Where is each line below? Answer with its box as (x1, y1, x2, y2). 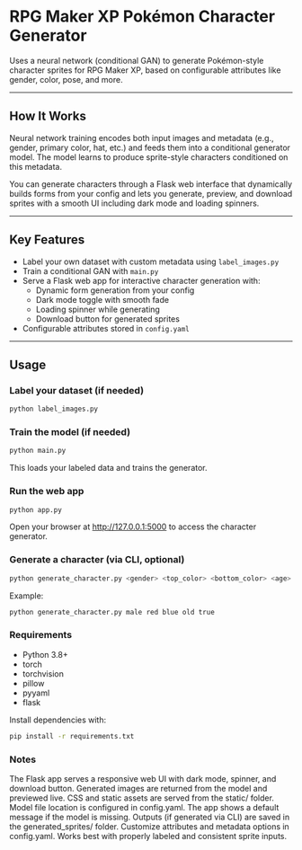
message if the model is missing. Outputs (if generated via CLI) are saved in (9, 811, 290, 822)
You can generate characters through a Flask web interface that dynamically (9, 178, 293, 190)
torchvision (22, 668, 65, 679)
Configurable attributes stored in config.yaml (22, 323, 191, 333)
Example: (9, 590, 44, 601)
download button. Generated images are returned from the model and (9, 783, 268, 793)
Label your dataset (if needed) (9, 384, 145, 396)
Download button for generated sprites (35, 313, 180, 324)
